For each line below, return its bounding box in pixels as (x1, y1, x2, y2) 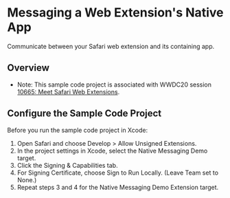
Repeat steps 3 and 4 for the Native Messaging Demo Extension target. (16, 183, 219, 191)
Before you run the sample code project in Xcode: (7, 126, 148, 134)
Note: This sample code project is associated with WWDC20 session (16, 80, 211, 89)
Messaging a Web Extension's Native (7, 5, 224, 21)
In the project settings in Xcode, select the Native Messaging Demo (16, 146, 208, 155)
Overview (7, 62, 50, 74)
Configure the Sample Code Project (7, 108, 162, 120)
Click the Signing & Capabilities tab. (16, 161, 118, 169)
